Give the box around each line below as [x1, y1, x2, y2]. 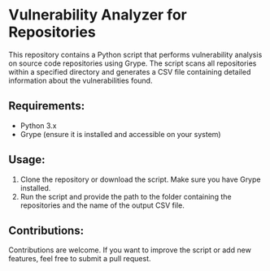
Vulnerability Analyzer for [8, 6, 187, 24]
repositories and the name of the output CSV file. [20, 200, 185, 210]
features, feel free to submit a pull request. [8, 254, 152, 264]
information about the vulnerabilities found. [8, 75, 153, 85]
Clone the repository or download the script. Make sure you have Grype [20, 174, 261, 184]
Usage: [8, 153, 46, 167]
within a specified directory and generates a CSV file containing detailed [8, 67, 251, 76]
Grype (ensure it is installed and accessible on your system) [20, 129, 221, 139]
